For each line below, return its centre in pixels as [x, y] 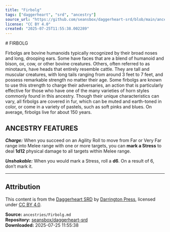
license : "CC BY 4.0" [28, 24]
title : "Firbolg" [24, 10]
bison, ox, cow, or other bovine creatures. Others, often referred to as [78, 64]
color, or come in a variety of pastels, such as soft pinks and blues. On [79, 107]
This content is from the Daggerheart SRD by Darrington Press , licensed [80, 199]
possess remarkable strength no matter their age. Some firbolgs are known [83, 80]
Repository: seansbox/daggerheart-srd [47, 220]
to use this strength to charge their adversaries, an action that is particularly [84, 85]
